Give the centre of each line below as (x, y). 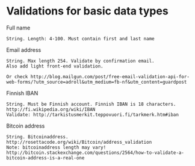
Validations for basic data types (87, 11)
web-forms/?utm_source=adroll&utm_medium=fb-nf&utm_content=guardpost (97, 82)
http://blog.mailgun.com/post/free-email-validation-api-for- (110, 76)
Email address (24, 50)
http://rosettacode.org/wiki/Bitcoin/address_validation (79, 142)
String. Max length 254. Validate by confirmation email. (80, 61)
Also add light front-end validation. (55, 66)
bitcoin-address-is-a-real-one (45, 158)
